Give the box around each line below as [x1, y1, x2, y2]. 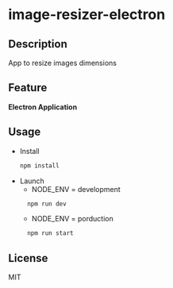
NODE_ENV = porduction [31, 214, 113, 224]
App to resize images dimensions [8, 58, 117, 67]
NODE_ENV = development [31, 184, 121, 194]
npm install [19, 161, 60, 170]
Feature [8, 81, 48, 94]
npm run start [27, 229, 74, 237]
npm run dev [27, 200, 67, 208]
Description [8, 37, 67, 51]
